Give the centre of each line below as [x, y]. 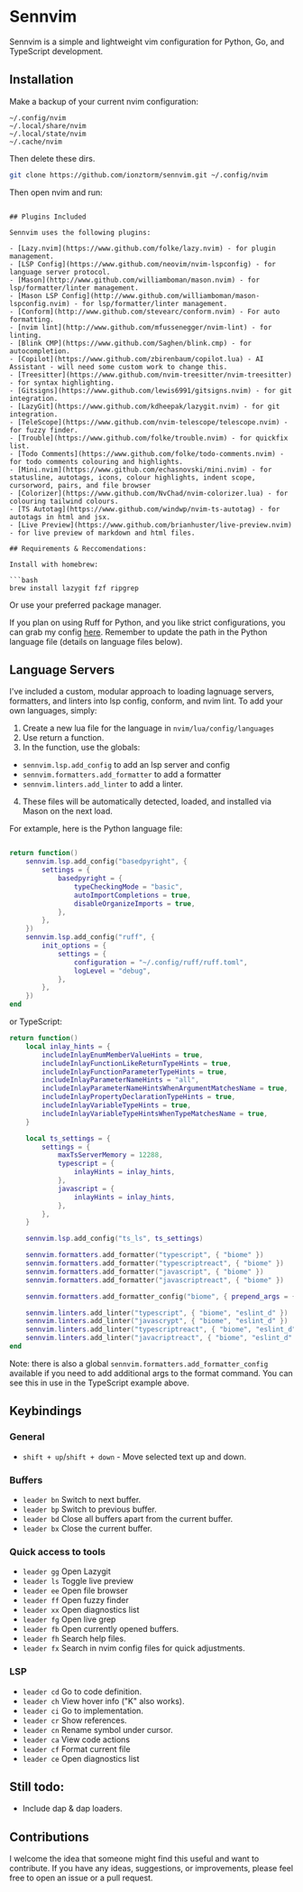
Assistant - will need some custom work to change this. [119, 367]
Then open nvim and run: [56, 192]
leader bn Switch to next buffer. [82, 1499]
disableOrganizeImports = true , [134, 904]
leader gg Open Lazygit [66, 1571]
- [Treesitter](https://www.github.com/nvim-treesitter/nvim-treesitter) [151, 375]
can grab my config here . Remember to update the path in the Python [138, 632]
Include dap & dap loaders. [73, 1809]
